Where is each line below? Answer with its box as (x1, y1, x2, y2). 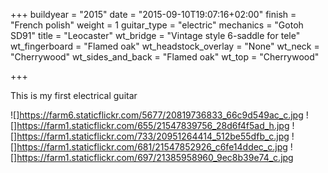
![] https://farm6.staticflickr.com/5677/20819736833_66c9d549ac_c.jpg (10, 109, 304, 121)
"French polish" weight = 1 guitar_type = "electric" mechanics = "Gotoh (10, 19, 304, 31)
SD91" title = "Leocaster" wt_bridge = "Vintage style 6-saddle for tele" (10, 30, 301, 41)
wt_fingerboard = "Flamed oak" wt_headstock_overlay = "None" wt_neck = (10, 40, 320, 52)
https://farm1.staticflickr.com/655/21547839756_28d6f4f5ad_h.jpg (16, 120, 290, 131)
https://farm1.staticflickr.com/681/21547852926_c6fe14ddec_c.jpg (16, 141, 288, 153)
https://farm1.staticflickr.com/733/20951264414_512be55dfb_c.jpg (16, 130, 290, 142)
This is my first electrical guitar (10, 90, 138, 101)
